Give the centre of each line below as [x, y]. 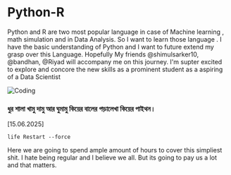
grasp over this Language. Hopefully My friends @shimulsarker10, [103, 54]
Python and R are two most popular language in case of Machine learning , [115, 32]
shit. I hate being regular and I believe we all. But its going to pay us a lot [112, 158]
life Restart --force [39, 137]
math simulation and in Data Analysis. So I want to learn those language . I [114, 39]
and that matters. [32, 165]
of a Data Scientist [34, 77]
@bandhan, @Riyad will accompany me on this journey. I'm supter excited [115, 61]
